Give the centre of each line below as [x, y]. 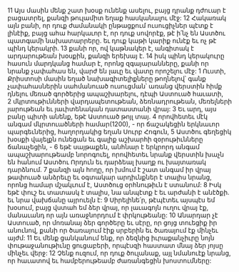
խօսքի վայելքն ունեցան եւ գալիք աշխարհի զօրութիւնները [105, 139]
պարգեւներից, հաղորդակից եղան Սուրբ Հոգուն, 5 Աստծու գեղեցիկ [119, 132]
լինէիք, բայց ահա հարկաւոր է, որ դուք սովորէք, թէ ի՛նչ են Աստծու [117, 33]
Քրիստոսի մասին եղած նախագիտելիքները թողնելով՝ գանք [107, 79]
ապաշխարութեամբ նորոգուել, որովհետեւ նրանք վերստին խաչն [116, 154]
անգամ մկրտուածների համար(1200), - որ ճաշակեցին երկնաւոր [113, 124]
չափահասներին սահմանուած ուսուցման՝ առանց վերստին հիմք [115, 86]
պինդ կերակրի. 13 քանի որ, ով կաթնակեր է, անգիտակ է [101, 48]
